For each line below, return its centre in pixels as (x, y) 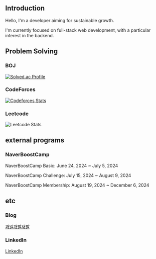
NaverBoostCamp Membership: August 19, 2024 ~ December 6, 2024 (77, 185)
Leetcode (17, 114)
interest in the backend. (30, 35)
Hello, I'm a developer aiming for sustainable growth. (60, 20)
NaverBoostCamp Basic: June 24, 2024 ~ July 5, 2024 (62, 165)
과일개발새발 (18, 227)
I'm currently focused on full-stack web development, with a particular (78, 30)
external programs (35, 140)
